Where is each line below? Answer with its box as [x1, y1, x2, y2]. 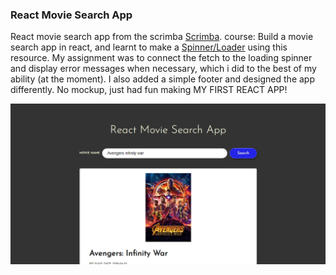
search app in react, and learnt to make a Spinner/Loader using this [10, 41, 288, 53]
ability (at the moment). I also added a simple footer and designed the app [10, 73, 315, 85]
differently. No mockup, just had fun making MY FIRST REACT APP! [10, 84, 288, 96]
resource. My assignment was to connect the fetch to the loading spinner [10, 52, 313, 64]
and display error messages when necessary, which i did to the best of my [10, 63, 317, 75]
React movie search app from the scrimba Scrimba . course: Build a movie [10, 31, 314, 43]
